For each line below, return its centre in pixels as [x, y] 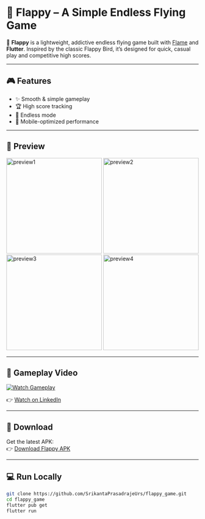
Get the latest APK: [30, 442]
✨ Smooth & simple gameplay [52, 99]
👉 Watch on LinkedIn [34, 400]
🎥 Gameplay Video [42, 373]
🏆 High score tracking [44, 106]
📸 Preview [26, 146]
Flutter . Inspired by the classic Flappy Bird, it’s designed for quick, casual [99, 49]
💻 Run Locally [34, 477]
